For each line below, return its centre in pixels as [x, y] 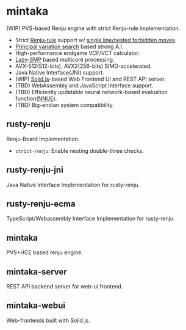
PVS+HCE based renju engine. [45, 252]
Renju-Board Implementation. [43, 139]
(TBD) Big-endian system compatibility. [64, 105]
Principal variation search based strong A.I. [69, 46]
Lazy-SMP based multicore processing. [65, 59]
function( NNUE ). [36, 98]
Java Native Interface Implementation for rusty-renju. [73, 185]
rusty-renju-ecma [41, 204]
